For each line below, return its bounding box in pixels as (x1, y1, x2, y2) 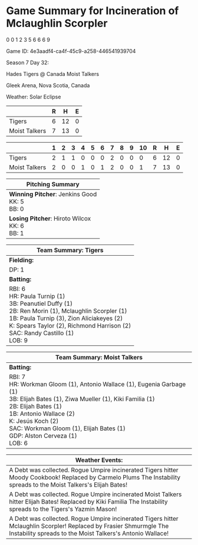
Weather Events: (75, 455, 123, 464)
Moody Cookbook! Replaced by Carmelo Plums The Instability (9, 473, 181, 481)
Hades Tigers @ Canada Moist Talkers (6, 70, 99, 77)
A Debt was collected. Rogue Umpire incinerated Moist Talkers (9, 490, 182, 498)
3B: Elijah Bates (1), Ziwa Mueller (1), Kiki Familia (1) (9, 395, 155, 403)
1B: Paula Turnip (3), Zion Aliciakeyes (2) (9, 314, 123, 322)
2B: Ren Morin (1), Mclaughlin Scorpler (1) (9, 306, 128, 315)
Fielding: (9, 256, 34, 264)
